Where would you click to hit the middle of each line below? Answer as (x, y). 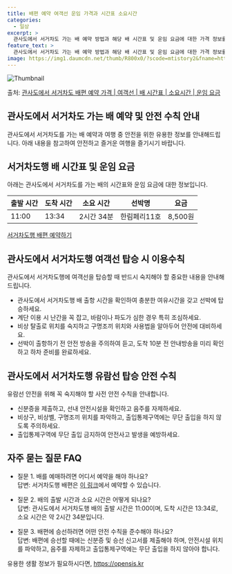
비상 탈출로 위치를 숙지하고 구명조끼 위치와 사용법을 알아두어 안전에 (107, 326)
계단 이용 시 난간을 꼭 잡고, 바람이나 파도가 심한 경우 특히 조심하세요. (109, 318)
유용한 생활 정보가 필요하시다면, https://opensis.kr (76, 563)
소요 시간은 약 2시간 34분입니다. (61, 517)
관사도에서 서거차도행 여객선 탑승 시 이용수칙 (96, 259)
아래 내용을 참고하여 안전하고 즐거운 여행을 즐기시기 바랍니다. (104, 143)
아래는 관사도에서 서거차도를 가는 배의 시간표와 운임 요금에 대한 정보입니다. (108, 184)
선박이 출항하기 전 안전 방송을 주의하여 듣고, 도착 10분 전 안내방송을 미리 (114, 343)
